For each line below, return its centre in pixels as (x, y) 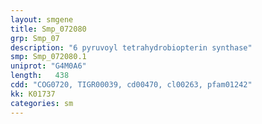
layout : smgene (42, 19)
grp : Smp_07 (35, 38)
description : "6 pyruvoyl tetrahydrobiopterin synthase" (131, 47)
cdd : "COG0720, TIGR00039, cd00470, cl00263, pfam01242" (131, 85)
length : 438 (40, 76)
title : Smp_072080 (48, 29)
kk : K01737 (33, 94)
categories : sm (42, 103)
